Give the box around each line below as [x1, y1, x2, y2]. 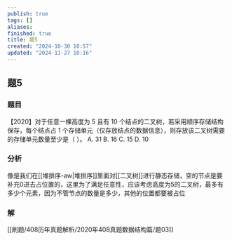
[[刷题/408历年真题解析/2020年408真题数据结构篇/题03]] [7, 225, 174, 234]
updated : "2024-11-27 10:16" [7, 50, 93, 57]
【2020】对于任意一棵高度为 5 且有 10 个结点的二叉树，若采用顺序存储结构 [7, 117, 224, 126]
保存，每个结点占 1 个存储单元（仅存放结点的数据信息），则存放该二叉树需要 [7, 126, 226, 134]
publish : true [7, 10, 49, 18]
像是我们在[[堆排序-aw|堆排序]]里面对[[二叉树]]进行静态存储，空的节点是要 [7, 171, 223, 180]
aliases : [7, 23, 33, 30]
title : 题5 [7, 36, 39, 44]
